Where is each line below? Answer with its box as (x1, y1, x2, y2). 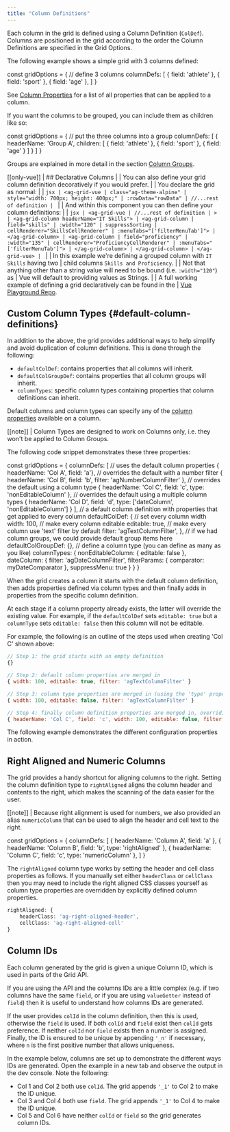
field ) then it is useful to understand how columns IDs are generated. (7, 998, 204, 1006)
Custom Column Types (7, 308, 107, 320)
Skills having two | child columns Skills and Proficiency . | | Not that (7, 259, 205, 267)
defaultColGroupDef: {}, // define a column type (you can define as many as (7, 541, 221, 550)
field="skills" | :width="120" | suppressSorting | (7, 221, 157, 228)
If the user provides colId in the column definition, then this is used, (7, 1011, 199, 1019)
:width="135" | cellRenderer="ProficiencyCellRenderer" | (7, 239, 176, 246)
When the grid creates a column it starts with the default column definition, (7, 577, 218, 585)
